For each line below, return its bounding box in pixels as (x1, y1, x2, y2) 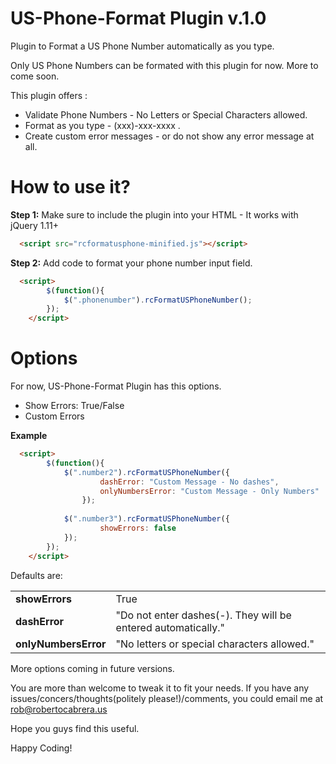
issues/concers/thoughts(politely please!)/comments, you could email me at (10, 692, 324, 704)
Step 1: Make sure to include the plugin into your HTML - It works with (10, 208, 299, 221)
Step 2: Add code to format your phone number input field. (10, 257, 253, 269)
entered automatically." (115, 620, 226, 634)
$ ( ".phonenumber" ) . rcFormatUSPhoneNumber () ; (63, 295, 253, 305)
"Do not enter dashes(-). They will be (115, 608, 292, 622)
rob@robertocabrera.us (10, 703, 108, 715)
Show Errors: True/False (24, 400, 125, 412)
